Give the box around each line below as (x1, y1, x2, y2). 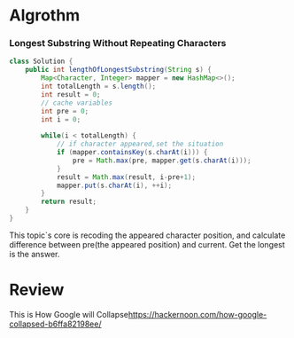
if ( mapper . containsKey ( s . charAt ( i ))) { (56, 148, 208, 157)
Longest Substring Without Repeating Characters (9, 37, 227, 50)
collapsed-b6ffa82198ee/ (9, 318, 102, 329)
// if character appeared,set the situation (56, 139, 224, 149)
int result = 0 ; (41, 90, 101, 98)
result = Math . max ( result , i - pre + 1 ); (56, 172, 197, 182)
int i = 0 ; (41, 114, 81, 124)
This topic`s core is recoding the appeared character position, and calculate (9, 230, 286, 240)
